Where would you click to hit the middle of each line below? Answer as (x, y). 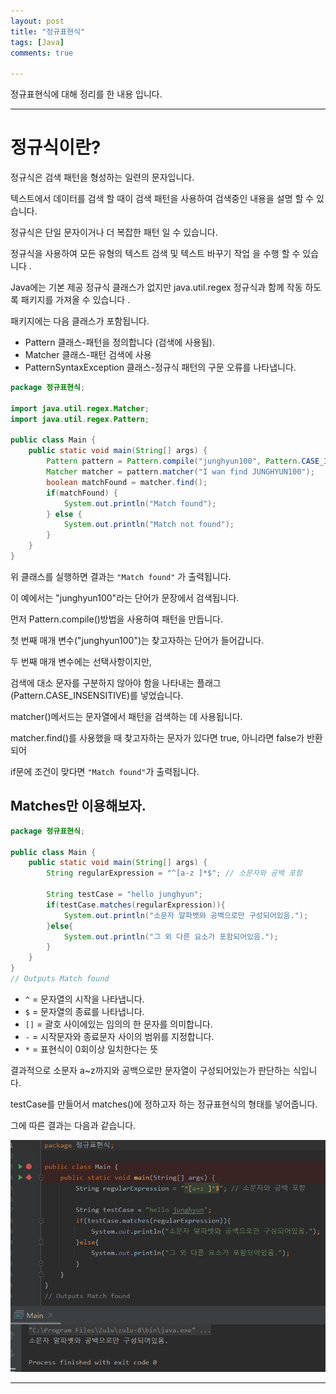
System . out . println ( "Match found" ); (140, 503)
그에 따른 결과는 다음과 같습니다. (73, 1125)
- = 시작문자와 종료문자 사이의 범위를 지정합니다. (119, 1036)
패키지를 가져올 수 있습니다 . (75, 300)
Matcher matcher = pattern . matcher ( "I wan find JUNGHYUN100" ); (180, 472)
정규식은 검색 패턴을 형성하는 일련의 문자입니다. (102, 177)
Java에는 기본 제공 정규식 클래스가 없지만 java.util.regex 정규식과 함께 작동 (156, 287)
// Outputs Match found (60, 979)
